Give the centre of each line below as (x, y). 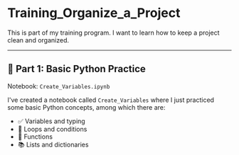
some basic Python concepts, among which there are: (86, 107)
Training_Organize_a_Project (94, 13)
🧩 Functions (35, 137)
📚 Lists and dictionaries (53, 144)
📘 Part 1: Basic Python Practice (76, 69)
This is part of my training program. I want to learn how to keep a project (113, 33)
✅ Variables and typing (51, 121)
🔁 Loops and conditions (52, 129)
